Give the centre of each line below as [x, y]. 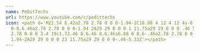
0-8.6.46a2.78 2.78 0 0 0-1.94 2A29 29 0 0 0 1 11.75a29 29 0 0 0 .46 [101, 28]
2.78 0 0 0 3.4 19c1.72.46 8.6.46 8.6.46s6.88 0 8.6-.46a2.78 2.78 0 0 [102, 34]
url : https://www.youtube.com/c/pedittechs [61, 17]
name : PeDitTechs [27, 12]
